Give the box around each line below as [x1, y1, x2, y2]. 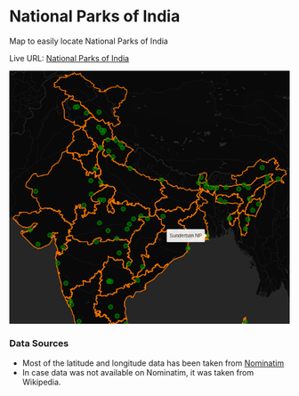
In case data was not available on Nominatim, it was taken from [21, 367, 255, 377]
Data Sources [9, 337, 69, 350]
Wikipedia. [21, 376, 61, 387]
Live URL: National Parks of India [9, 53, 130, 63]
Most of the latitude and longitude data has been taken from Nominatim [21, 358, 285, 368]
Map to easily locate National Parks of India [9, 36, 169, 46]
